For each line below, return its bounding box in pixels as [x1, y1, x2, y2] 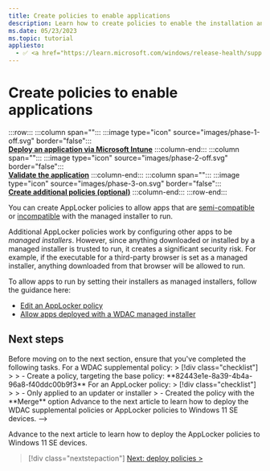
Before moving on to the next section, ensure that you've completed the [8, 354, 247, 363]
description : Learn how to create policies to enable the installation [8, 19, 253, 27]
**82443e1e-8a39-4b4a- [166, 371, 253, 380]
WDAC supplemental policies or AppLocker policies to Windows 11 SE [8, 405, 239, 415]
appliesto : [8, 42, 45, 50]
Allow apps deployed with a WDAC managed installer [19, 309, 196, 318]
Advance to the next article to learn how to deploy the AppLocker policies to [8, 429, 260, 439]
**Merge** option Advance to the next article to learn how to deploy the [8, 396, 249, 406]
